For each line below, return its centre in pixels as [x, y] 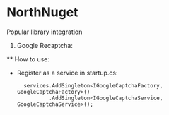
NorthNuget [42, 12]
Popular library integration [45, 32]
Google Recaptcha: [45, 45]
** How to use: [28, 59]
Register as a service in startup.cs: [67, 73]
